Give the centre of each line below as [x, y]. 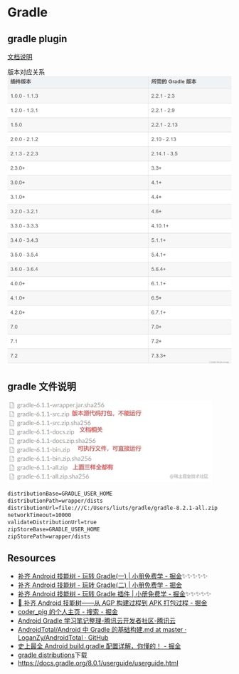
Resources [32, 558]
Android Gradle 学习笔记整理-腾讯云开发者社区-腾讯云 [97, 621]
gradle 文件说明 [42, 387]
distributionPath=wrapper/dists [55, 501]
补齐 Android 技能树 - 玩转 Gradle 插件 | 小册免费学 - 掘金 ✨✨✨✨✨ [114, 594]
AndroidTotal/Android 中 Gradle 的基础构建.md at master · [102, 630]
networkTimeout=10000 [39, 515]
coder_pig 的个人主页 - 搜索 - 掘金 [68, 612]
